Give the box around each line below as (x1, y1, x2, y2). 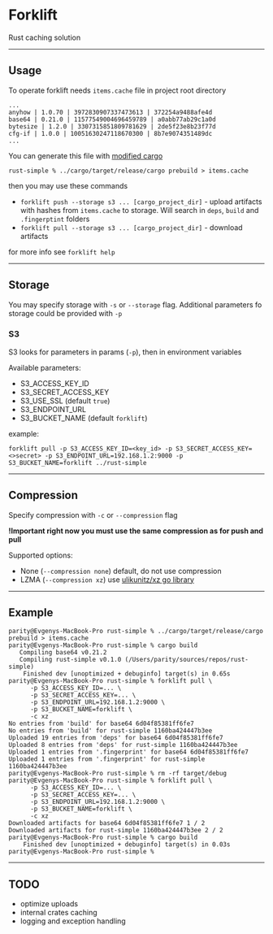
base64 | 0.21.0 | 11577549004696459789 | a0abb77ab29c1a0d (8, 115, 217, 124)
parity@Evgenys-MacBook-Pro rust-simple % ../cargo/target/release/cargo (8, 628, 264, 636)
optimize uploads (19, 899, 79, 909)
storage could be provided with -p (8, 308, 123, 318)
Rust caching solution (8, 33, 81, 42)
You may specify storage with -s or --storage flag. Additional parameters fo (8, 299, 262, 310)
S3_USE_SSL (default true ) (19, 396, 110, 406)
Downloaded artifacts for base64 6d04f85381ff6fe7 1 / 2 (8, 819, 206, 828)
